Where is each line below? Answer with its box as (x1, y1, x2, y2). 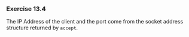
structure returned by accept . (6, 24, 78, 31)
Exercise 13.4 (6, 5, 46, 13)
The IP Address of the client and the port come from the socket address (6, 18, 184, 25)
